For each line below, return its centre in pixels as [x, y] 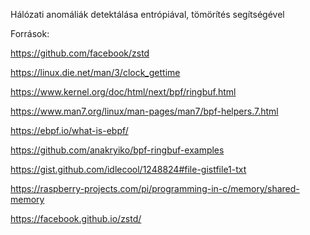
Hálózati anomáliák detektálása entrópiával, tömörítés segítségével [147, 14]
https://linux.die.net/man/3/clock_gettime [95, 72]
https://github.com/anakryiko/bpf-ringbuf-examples [117, 150]
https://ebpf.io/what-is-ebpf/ [69, 130]
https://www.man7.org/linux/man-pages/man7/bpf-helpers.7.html [144, 111]
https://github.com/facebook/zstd [80, 53]
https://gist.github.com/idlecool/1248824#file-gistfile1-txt [128, 169]
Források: [30, 33]
